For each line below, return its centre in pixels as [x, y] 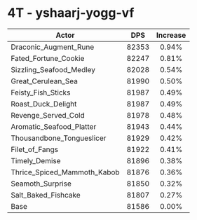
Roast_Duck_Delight [44, 104]
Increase [171, 35]
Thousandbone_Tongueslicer [59, 138]
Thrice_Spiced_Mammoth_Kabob [66, 172]
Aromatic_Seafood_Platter [54, 126]
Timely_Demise [36, 160]
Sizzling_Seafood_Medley [53, 69]
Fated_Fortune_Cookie [48, 58]
